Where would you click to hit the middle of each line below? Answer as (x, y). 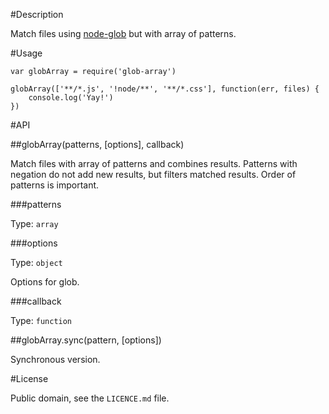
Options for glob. (45, 282)
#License (29, 378)
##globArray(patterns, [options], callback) (97, 144)
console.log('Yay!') (71, 98)
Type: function (41, 320)
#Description (37, 14)
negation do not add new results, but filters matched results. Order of (153, 174)
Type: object (36, 262)
